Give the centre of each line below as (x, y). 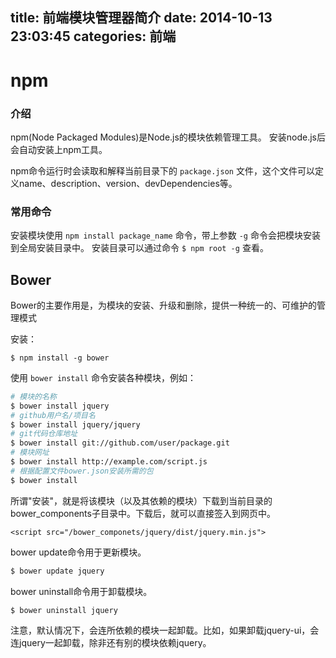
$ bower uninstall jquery (64, 610)
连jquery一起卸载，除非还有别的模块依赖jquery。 (111, 643)
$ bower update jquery (57, 571)
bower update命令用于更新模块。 (78, 552)
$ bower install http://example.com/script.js (109, 462)
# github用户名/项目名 (53, 415)
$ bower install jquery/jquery (75, 424)
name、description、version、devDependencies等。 (128, 183)
